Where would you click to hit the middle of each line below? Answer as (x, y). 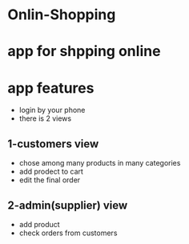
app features (51, 88)
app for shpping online (84, 52)
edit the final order (50, 180)
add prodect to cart (51, 172)
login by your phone (52, 110)
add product (40, 224)
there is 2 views (45, 118)
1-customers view (53, 144)
